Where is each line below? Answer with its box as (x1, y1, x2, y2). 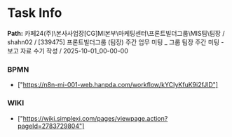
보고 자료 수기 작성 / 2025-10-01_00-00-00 (7, 46, 128, 55)
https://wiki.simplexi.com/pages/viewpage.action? (22, 114, 168, 122)
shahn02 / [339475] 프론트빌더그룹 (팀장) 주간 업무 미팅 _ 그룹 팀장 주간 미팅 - (7, 37, 224, 46)
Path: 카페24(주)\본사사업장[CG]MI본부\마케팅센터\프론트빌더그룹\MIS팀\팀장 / (7, 29, 225, 37)
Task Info (7, 5, 62, 21)
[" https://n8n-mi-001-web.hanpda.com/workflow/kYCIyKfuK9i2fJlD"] (17, 81, 219, 89)
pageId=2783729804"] (17, 122, 85, 130)
